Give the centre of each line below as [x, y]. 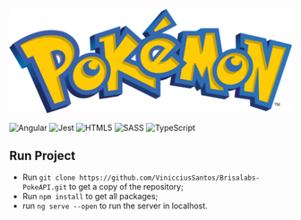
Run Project [43, 156]
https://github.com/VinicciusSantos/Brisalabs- [170, 178]
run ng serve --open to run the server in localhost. [115, 206]
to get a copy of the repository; [126, 187]
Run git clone [49, 177]
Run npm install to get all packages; [90, 197]
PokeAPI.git [44, 188]
